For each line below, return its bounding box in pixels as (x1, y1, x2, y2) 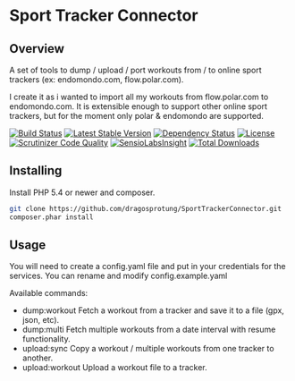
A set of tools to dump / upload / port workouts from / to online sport (9, 64, 262, 75)
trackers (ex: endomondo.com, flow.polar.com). (9, 74, 184, 85)
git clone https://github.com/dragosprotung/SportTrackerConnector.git (9, 204, 282, 213)
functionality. (21, 334, 71, 344)
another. (21, 352, 54, 363)
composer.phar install (9, 212, 94, 222)
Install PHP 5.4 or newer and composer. (9, 187, 156, 198)
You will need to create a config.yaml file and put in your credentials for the (9, 261, 286, 272)
